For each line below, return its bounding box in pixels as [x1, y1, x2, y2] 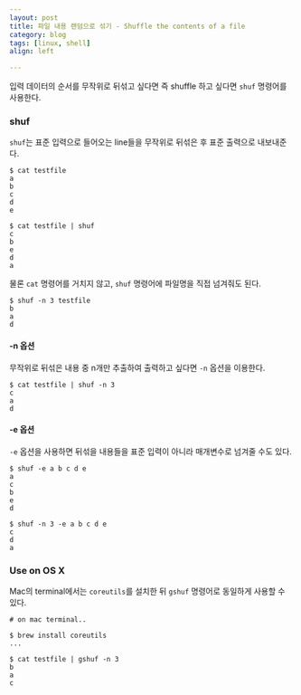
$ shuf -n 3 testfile [9, 296, 91, 306]
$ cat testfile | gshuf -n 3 [9, 655, 119, 664]
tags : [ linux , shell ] [9, 38, 91, 48]
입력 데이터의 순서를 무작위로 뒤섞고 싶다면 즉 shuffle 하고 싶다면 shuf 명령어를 [9, 81, 287, 91]
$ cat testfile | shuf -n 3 [9, 380, 116, 389]
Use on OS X [9, 564, 66, 576]
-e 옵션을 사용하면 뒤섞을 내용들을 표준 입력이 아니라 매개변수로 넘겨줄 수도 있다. [9, 445, 292, 457]
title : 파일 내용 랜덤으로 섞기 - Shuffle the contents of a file [9, 22, 246, 31]
